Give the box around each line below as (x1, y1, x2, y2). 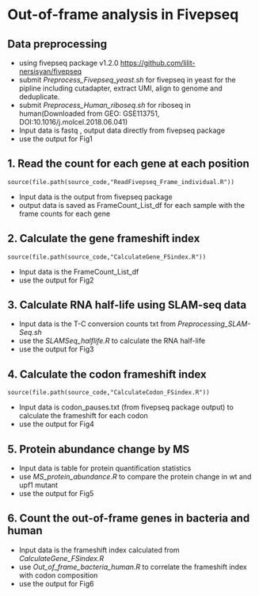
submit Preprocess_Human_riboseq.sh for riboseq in (18, 101, 191, 110)
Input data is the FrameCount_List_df (18, 267, 139, 276)
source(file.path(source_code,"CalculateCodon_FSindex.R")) (7, 389, 211, 397)
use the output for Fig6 (18, 579, 94, 588)
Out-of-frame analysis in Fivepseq (7, 6, 239, 24)
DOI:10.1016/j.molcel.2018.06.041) (18, 117, 128, 126)
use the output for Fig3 (18, 344, 94, 354)
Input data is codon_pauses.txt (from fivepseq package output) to (18, 402, 234, 412)
